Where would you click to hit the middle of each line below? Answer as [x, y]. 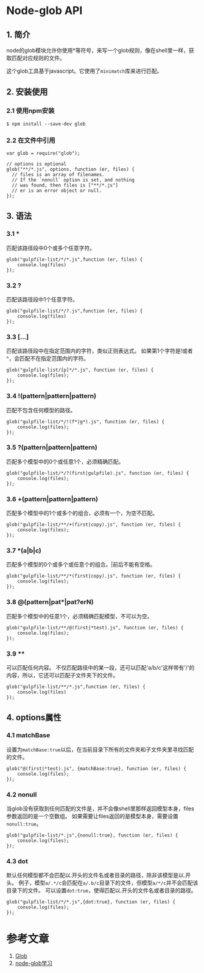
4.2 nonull [22, 794]
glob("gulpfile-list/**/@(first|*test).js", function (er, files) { [95, 628]
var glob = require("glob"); [43, 153]
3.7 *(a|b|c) [24, 551]
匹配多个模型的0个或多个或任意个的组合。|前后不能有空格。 [81, 565]
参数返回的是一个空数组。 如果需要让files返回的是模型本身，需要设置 [92, 816]
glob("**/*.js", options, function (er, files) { [71, 169]
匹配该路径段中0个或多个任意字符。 [51, 248]
